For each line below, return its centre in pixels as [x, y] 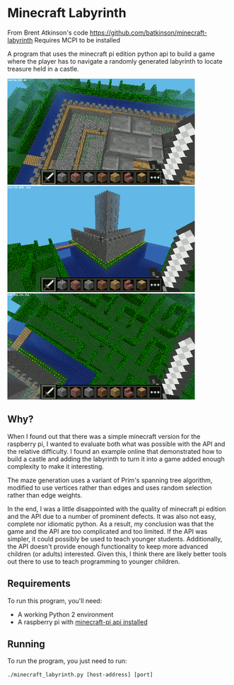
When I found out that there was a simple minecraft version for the [104, 436]
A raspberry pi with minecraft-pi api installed [82, 622]
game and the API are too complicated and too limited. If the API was [107, 531]
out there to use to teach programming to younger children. [94, 561]
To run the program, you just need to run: [67, 661]
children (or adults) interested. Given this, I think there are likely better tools [117, 554]
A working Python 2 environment [65, 614]
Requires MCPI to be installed [77, 40]
